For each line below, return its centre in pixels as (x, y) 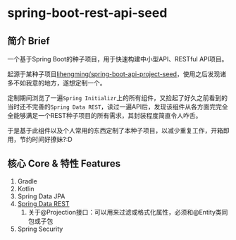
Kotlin (26, 188)
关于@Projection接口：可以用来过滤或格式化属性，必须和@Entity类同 (128, 212)
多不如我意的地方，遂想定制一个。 (57, 83)
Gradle (27, 181)
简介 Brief (29, 41)
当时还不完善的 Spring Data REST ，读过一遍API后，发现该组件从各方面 (108, 107)
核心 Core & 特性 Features (64, 164)
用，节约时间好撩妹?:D (40, 139)
